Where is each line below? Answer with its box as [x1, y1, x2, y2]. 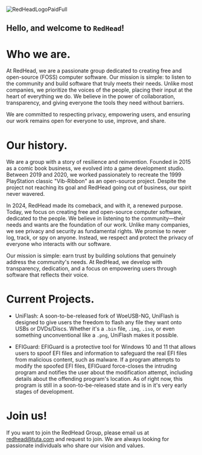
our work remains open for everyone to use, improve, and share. [6, 118, 166, 125]
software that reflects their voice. [6, 271, 89, 278]
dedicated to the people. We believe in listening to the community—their [6, 215, 186, 222]
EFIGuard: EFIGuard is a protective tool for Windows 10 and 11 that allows [14, 344, 196, 351]
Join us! [6, 409, 47, 423]
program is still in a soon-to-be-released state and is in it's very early [14, 381, 187, 389]
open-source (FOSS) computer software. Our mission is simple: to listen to [6, 74, 192, 81]
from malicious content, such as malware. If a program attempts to [14, 356, 181, 363]
